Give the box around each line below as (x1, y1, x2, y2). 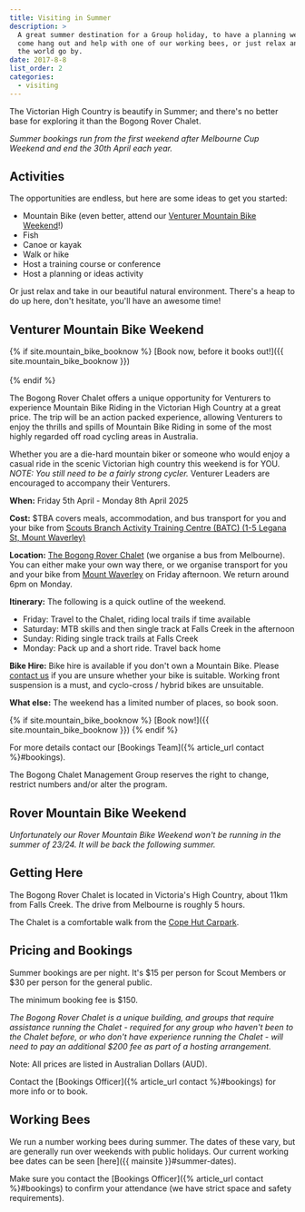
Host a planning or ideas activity (22, 269, 143, 280)
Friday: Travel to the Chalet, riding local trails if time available (22, 614, 251, 625)
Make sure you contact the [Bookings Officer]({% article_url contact (9, 1173, 264, 1184)
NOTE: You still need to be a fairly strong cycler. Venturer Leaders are (9, 468, 271, 479)
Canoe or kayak (22, 240, 82, 251)
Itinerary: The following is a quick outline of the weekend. (9, 596, 227, 607)
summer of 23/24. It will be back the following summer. (9, 839, 216, 850)
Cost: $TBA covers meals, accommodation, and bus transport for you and (9, 513, 287, 524)
